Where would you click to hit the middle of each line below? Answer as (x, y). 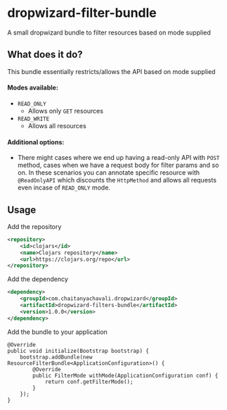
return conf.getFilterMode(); (89, 382)
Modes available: (33, 88)
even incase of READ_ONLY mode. (64, 187)
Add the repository (34, 226)
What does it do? (45, 55)
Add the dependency (38, 279)
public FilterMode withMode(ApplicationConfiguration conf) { (125, 375)
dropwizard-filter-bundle (82, 13)
